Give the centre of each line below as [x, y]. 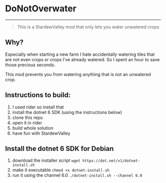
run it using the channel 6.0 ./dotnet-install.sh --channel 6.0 [77, 175]
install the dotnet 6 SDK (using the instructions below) [67, 112]
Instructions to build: [38, 95]
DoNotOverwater [41, 9]
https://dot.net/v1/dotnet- [111, 161]
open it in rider [27, 123]
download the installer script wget [46, 160]
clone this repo [27, 117]
